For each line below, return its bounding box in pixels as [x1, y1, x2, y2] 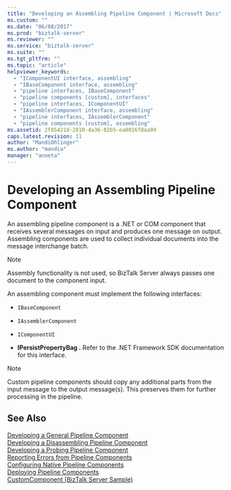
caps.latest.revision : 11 [7, 133, 82, 140]
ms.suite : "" [7, 49, 45, 56]
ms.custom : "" [7, 17, 49, 24]
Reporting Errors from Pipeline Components [7, 453, 132, 462]
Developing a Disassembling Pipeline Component [7, 438, 148, 446]
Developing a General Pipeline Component [7, 431, 128, 439]
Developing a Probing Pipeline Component [7, 446, 128, 454]
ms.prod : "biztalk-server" [7, 29, 85, 37]
